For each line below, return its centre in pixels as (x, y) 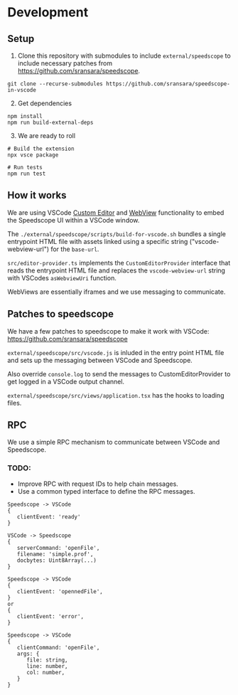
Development (48, 12)
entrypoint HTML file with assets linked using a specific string (98, 241)
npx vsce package (33, 155)
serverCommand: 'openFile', (58, 548)
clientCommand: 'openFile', (58, 647)
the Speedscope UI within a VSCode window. (74, 220)
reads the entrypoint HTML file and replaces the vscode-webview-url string (117, 270)
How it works (37, 195)
